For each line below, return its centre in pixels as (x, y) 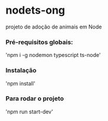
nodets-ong (36, 10)
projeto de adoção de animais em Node (54, 27)
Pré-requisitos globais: (39, 42)
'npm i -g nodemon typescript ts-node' (53, 55)
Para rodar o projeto (35, 98)
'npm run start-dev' (29, 112)
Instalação (21, 71)
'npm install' (20, 83)
